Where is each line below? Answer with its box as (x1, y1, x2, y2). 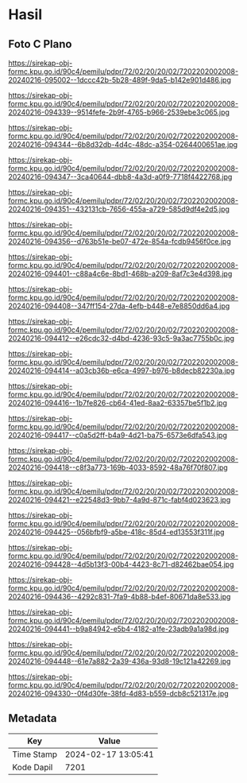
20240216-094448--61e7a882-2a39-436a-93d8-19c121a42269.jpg (8, 657, 231, 665)
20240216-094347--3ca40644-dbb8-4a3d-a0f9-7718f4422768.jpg (8, 172, 233, 181)
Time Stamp (12, 749, 58, 760)
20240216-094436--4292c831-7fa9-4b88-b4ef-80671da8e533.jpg (8, 592, 231, 601)
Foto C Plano (8, 37, 72, 51)
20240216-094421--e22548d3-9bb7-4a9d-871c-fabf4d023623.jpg (8, 495, 231, 504)
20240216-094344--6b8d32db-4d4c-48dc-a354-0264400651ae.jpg (8, 140, 238, 149)
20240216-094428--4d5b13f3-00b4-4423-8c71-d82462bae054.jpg (8, 560, 234, 569)
